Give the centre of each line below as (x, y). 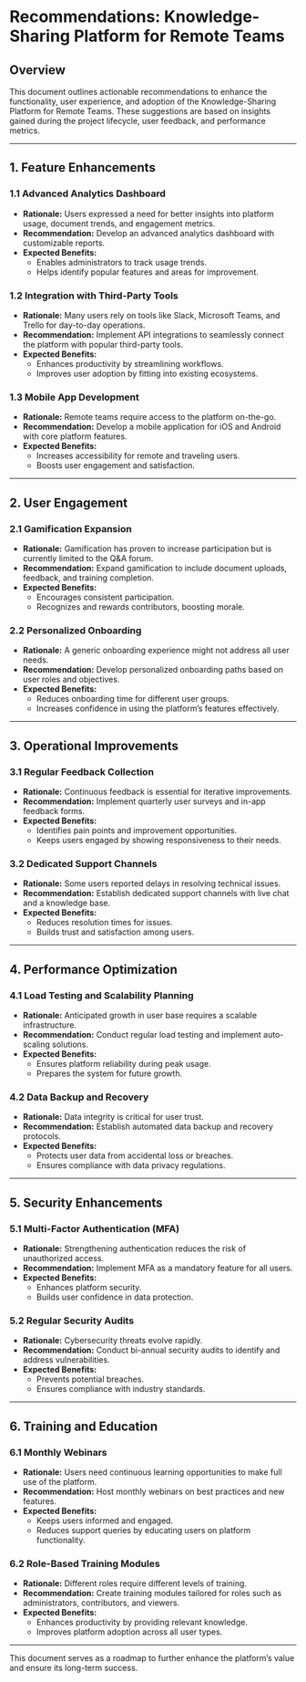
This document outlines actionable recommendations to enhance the (138, 92)
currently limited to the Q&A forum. (88, 558)
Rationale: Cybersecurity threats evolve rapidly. (112, 1341)
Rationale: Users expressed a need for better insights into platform (148, 214)
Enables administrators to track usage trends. (122, 262)
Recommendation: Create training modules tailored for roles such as (152, 1593)
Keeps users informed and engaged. (105, 1520)
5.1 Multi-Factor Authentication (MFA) (95, 1228)
